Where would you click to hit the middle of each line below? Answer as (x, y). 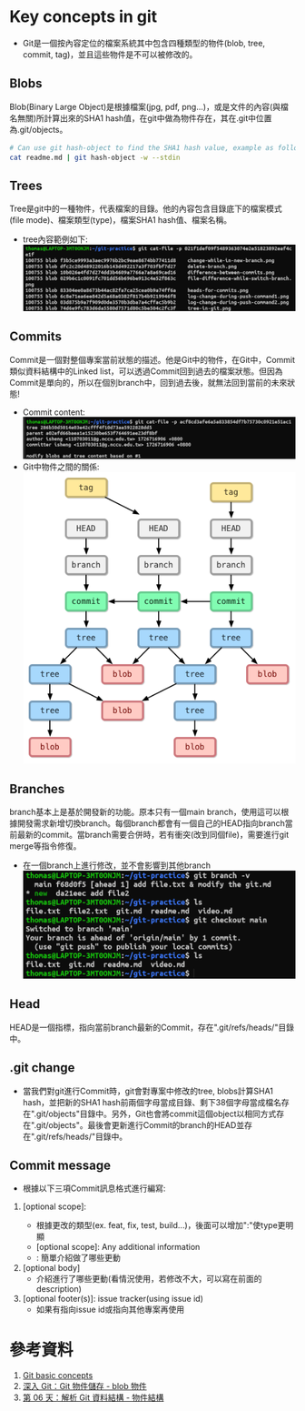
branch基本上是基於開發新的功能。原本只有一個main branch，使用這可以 (145, 812)
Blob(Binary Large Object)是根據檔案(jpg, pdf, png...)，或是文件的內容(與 (145, 106)
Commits (35, 337)
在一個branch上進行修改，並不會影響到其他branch (117, 865)
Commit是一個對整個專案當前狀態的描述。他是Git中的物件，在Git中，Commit (152, 359)
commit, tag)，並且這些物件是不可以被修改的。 (110, 54)
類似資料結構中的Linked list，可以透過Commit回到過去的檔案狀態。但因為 (146, 371)
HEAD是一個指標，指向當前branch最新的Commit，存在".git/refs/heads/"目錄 (152, 1027)
